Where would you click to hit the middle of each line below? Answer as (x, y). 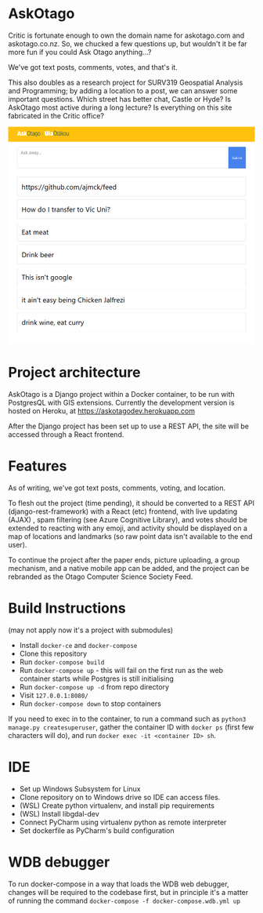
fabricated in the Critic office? (56, 115)
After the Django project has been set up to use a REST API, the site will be (128, 426)
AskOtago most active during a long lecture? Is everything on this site (120, 107)
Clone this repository (53, 653)
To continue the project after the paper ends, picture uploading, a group (124, 560)
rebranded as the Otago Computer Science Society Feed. (101, 577)
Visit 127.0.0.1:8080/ (54, 695)
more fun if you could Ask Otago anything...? (80, 52)
